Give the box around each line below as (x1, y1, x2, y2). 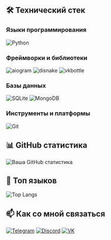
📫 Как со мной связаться (6, 208, 105, 218)
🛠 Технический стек (6, 5, 86, 15)
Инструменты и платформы (6, 109, 91, 117)
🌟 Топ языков (6, 175, 57, 186)
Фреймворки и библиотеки (6, 54, 88, 62)
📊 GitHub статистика (6, 140, 88, 150)
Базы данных (6, 81, 46, 89)
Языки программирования (6, 26, 86, 34)
